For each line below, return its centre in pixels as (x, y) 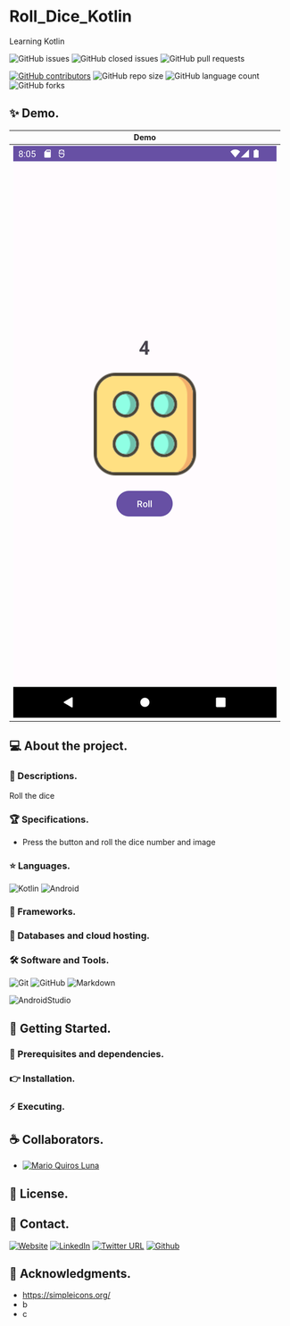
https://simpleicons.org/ (66, 1295)
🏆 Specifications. (49, 819)
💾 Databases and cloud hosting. (79, 936)
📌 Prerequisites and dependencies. (87, 1053)
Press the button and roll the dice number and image (119, 842)
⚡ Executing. (37, 1106)
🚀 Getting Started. (60, 1028)
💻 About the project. (68, 747)
